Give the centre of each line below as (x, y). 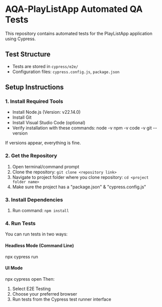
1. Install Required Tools (34, 101)
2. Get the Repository (31, 156)
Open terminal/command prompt (46, 166)
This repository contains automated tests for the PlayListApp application (79, 33)
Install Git (22, 117)
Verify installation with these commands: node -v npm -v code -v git (82, 128)
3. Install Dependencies (34, 200)
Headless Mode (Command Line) (40, 245)
